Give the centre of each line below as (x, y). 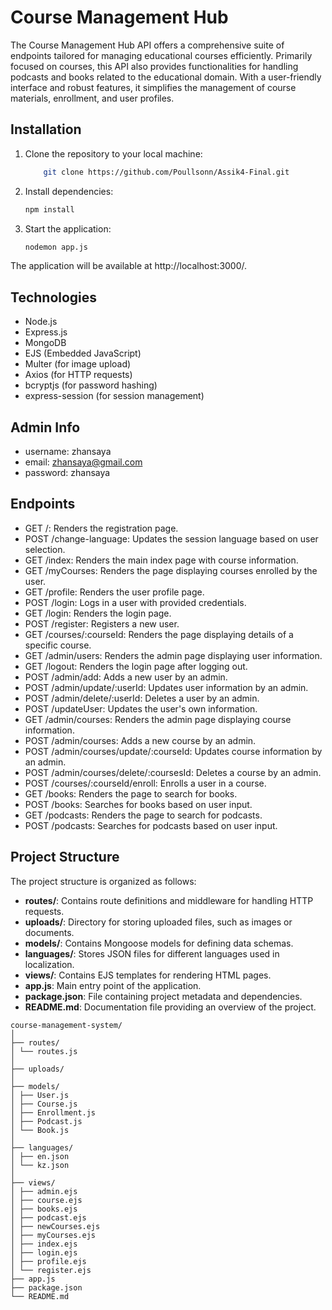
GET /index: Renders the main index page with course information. (161, 560)
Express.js (46, 332)
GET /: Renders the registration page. (101, 528)
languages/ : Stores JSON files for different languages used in (152, 953)
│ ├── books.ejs (44, 1209)
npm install (49, 209)
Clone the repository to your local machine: (113, 153)
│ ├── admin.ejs (44, 1191)
